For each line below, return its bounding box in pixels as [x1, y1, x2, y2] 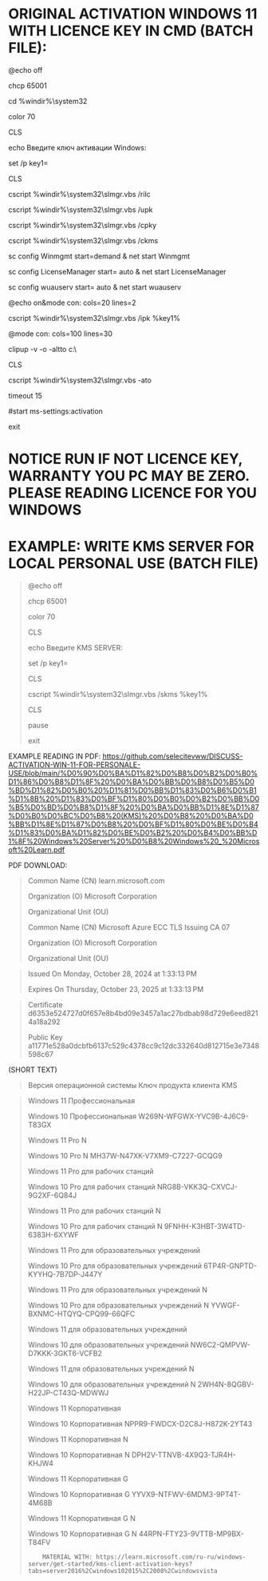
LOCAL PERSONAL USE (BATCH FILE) [8, 554, 259, 573]
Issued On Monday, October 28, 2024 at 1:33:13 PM [27, 969, 197, 979]
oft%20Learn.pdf [8, 845, 65, 855]
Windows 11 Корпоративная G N [27, 1514, 136, 1523]
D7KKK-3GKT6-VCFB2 [27, 1349, 102, 1359]
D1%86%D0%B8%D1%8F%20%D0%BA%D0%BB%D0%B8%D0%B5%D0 [8, 777, 255, 786]
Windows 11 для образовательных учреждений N [27, 1364, 195, 1374]
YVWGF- [211, 1301, 241, 1311]
